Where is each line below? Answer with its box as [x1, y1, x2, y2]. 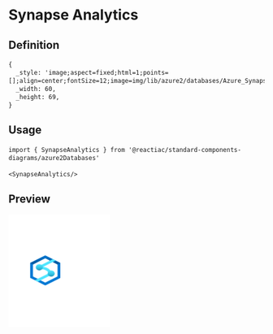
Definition [8, 38, 59, 52]
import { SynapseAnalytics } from [8, 145, 126, 154]
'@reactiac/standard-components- [128, 145, 242, 154]
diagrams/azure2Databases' [8, 154, 100, 162]
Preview [8, 193, 51, 206]
